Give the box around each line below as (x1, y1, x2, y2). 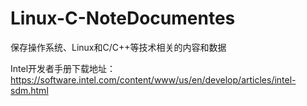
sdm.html (10, 84, 49, 96)
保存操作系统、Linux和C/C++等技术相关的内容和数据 (10, 41, 227, 53)
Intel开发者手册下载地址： (10, 62, 117, 74)
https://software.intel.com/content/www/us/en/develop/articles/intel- (10, 73, 297, 86)
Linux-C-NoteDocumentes (10, 7, 236, 30)
